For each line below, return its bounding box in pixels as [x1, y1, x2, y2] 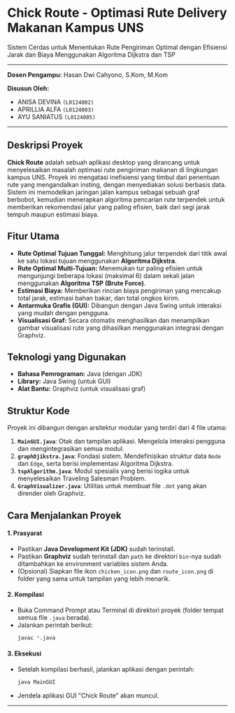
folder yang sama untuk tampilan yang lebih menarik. [17, 574, 171, 583]
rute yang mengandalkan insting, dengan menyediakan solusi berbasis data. [7, 180, 227, 188]
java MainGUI [17, 679, 56, 686]
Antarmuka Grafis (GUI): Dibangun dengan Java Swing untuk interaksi [17, 301, 222, 310]
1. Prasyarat [7, 529, 43, 537]
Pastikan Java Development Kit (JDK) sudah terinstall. [17, 544, 176, 553]
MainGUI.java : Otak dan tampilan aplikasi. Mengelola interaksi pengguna [17, 437, 226, 445]
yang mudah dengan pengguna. [17, 308, 110, 317]
